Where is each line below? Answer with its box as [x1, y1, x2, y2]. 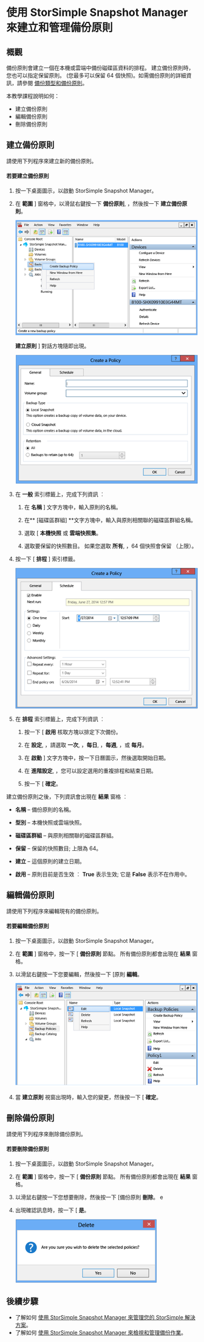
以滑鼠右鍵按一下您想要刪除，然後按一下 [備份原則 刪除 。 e [15, 1193, 163, 1201]
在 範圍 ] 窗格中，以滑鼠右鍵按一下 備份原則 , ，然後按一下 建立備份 [15, 200, 182, 208]
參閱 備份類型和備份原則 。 [22, 80, 88, 86]
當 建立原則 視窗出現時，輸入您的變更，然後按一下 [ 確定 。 [15, 1093, 162, 1100]
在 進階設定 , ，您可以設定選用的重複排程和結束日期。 [24, 767, 157, 774]
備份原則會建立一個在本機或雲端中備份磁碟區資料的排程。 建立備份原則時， [6, 65, 194, 71]
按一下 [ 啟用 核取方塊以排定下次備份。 [24, 729, 121, 735]
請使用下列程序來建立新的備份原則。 [6, 157, 97, 164]
